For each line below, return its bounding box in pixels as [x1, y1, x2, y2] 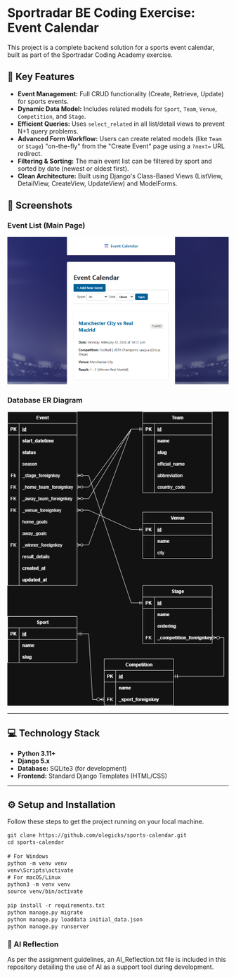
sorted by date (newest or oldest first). [17, 164, 129, 173]
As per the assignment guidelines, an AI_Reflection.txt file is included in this [7, 956, 226, 964]
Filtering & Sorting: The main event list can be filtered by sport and [17, 157, 212, 165]
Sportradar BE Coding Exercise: [7, 5, 195, 21]
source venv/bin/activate [7, 888, 83, 895]
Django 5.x [17, 757, 51, 765]
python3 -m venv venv [7, 881, 71, 888]
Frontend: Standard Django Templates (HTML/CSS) [17, 771, 167, 781]
